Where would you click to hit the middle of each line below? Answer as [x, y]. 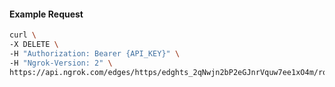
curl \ [23, 35]
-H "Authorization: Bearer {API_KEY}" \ [95, 53]
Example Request [46, 14]
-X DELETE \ [34, 45]
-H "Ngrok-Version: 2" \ [61, 63]
